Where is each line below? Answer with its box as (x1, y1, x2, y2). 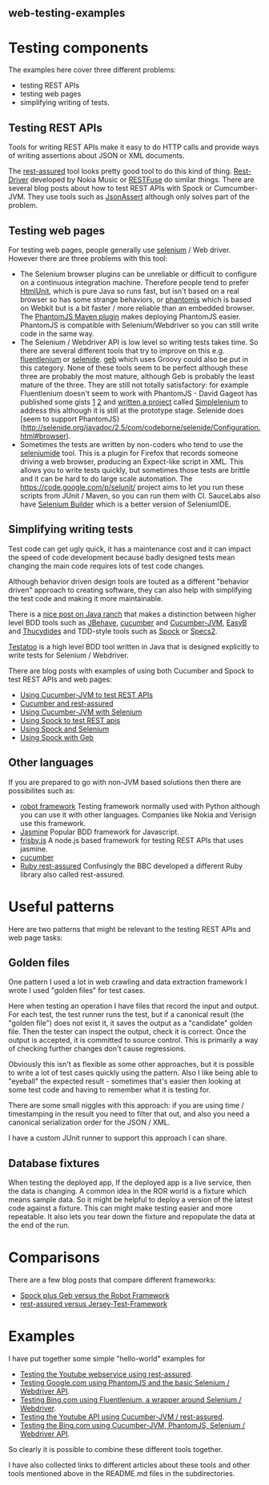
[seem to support (19, 413, 78, 424)
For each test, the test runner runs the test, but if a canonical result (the (8, 1010, 244, 1019)
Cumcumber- (214, 184, 259, 193)
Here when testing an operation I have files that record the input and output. (8, 1001, 259, 1011)
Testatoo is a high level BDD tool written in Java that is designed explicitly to (8, 641, 259, 651)
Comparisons (8, 1248, 100, 1267)
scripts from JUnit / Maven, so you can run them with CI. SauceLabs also (19, 490, 261, 500)
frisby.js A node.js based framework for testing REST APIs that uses (19, 835, 244, 845)
